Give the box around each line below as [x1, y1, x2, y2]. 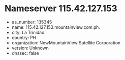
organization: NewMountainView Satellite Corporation [11, 40, 121, 45]
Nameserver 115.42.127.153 [4, 3, 118, 14]
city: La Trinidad [11, 29, 45, 35]
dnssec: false [11, 50, 39, 56]
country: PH [11, 35, 36, 40]
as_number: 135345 [11, 19, 52, 25]
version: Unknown [11, 45, 49, 51]
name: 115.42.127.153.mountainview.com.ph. [11, 24, 100, 30]
